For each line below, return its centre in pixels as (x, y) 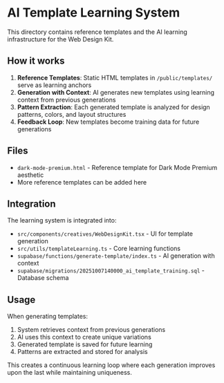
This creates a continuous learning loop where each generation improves (111, 365)
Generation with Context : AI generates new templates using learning (116, 92)
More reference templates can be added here (82, 182)
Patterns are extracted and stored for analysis (82, 352)
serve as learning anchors (54, 85)
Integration (32, 204)
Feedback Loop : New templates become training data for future (108, 122)
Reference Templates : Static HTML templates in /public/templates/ (115, 77)
